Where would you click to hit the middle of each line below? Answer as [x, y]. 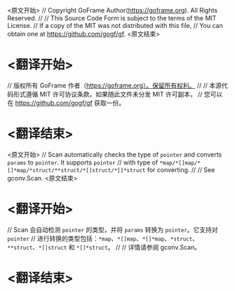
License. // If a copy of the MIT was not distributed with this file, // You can [115, 26]
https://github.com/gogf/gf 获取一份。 [70, 103]
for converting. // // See [181, 169]
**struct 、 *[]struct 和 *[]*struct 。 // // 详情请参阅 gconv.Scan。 [104, 247]
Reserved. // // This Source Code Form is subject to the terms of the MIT [112, 18]
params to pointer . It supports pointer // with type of [83, 162]
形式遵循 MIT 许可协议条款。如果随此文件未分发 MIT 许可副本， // [108, 94]
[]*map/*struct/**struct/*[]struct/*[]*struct [76, 170]
